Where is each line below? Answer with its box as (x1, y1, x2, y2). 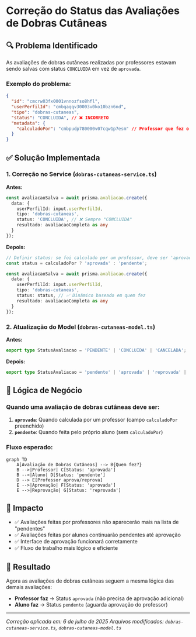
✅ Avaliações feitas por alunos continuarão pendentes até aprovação (14, 531, 181, 539)
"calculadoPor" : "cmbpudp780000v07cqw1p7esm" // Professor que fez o (16, 126, 190, 132)
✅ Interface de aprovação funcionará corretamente (14, 538, 138, 545)
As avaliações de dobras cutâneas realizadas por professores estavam (6, 59, 176, 66)
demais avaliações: (6, 584, 52, 591)
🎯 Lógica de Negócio (6, 385, 83, 395)
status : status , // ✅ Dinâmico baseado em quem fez (16, 292, 146, 299)
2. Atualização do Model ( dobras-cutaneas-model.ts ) (6, 323, 156, 331)
